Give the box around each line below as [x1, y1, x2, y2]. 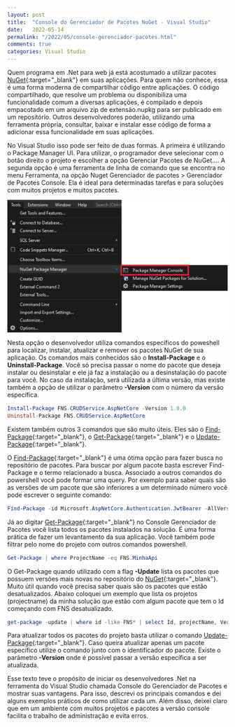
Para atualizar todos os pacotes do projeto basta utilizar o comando [7, 631, 203, 640]
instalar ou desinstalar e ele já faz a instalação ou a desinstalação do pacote [7, 368, 227, 377]
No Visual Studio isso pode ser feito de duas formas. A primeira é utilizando [7, 141, 225, 150]
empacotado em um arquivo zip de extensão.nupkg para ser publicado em [7, 106, 222, 113]
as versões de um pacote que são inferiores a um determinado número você [7, 483, 228, 491]
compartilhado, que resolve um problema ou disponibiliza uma [7, 91, 187, 99]
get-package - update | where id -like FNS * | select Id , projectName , [7, 619, 218, 626]
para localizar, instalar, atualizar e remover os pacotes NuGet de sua [7, 346, 204, 355]
